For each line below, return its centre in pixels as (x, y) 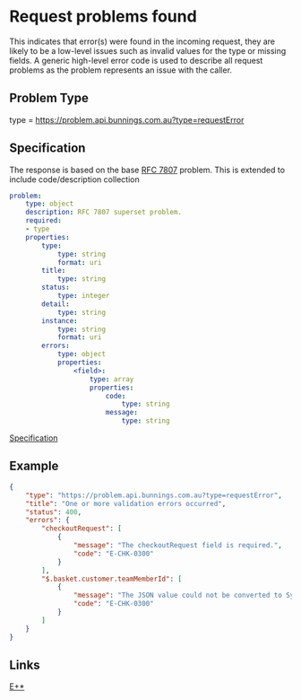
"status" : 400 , (54, 512)
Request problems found (103, 17)
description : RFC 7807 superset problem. (103, 213)
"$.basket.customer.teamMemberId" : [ (112, 579)
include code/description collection (75, 179)
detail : (56, 304)
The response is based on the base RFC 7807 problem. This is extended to (147, 170)
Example (34, 466)
